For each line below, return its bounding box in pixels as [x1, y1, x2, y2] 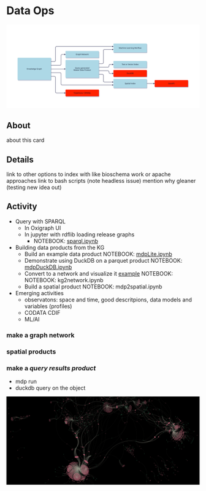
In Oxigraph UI [24, 224, 61, 231]
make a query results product [6, 363, 96, 372]
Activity [6, 201, 38, 212]
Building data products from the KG [15, 244, 105, 251]
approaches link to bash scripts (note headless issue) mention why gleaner [6, 177, 196, 185]
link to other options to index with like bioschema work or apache [6, 171, 171, 178]
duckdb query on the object [15, 384, 86, 392]
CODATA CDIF [24, 309, 61, 316]
